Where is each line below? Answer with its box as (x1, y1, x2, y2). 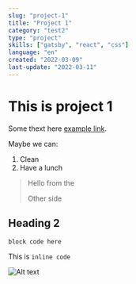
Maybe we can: (8, 139, 59, 148)
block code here (8, 237, 62, 246)
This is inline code (8, 251, 71, 261)
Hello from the (27, 178, 75, 187)
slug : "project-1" (8, 11, 69, 20)
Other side (27, 194, 62, 203)
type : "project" (8, 33, 62, 42)
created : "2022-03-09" (8, 56, 83, 64)
